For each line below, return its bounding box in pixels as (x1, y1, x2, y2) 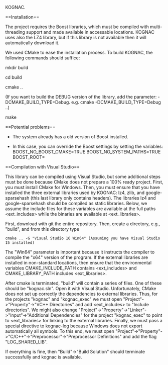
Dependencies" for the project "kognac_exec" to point (50, 312, 162, 318)
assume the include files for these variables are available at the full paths (5, 206, 156, 212)
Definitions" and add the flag (97, 334, 157, 339)
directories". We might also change (5, 307, 78, 313)
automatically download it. (5, 40, 60, 46)
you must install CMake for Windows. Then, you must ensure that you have (5, 185, 160, 190)
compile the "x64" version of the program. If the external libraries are (5, 254, 148, 260)
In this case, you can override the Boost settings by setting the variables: (12, 143, 163, 149)
